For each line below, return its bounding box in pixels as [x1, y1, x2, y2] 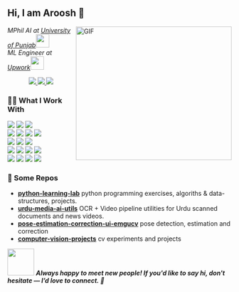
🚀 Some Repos [7, 173, 58, 183]
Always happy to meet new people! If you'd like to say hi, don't [35, 268, 225, 278]
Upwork [7, 63, 31, 71]
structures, [17, 197, 50, 205]
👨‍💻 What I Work [7, 95, 63, 105]
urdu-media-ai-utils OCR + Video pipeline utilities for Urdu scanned [17, 204, 218, 213]
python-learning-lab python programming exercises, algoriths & [17, 189, 208, 198]
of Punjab [7, 41, 36, 49]
